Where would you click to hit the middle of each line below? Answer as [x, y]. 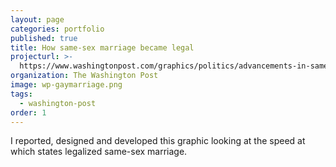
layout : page [37, 19]
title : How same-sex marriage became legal [102, 47]
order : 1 [28, 112]
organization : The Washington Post [84, 76]
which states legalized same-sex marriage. [99, 152]
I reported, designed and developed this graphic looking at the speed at [158, 141]
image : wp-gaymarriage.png [66, 85]
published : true [44, 38]
